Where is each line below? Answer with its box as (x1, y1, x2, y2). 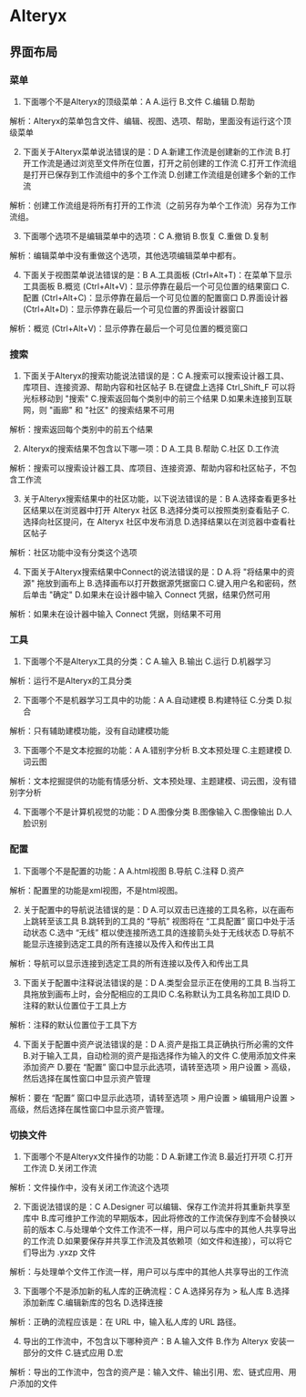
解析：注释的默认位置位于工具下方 (9, 1019, 138, 1030)
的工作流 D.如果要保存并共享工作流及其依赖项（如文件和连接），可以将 (22, 1236, 285, 1247)
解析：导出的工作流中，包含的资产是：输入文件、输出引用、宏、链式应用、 (9, 1367, 289, 1378)
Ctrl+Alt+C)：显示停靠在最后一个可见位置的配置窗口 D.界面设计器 (44, 292, 289, 303)
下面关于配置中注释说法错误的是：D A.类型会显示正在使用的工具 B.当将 (22, 977, 289, 988)
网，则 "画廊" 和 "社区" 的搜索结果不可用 (22, 405, 175, 416)
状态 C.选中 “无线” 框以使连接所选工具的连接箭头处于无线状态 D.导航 (30, 926, 287, 937)
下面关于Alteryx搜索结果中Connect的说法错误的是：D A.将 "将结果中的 (22, 566, 287, 577)
